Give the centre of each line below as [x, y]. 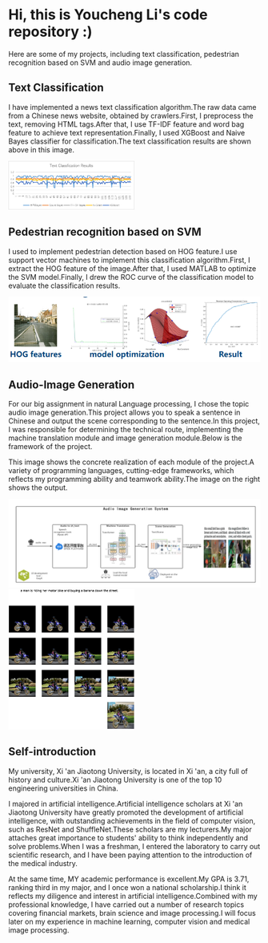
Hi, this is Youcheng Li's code [108, 15]
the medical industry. [43, 863]
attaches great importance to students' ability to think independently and [128, 838]
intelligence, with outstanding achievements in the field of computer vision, [132, 820]
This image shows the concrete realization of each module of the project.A [131, 462]
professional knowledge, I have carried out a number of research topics [126, 905]
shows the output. [38, 488]
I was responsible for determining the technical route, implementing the [126, 430]
